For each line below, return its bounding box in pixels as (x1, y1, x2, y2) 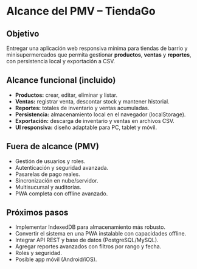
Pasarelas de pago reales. (15, 170, 80, 178)
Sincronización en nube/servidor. (15, 176, 98, 184)
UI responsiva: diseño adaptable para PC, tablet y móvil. (15, 124, 157, 131)
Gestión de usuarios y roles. (15, 157, 86, 165)
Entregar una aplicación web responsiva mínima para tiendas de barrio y (6, 44, 188, 52)
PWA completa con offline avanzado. (15, 190, 108, 197)
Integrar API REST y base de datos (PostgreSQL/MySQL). (15, 236, 159, 244)
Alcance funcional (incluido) (6, 75, 116, 86)
